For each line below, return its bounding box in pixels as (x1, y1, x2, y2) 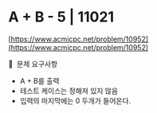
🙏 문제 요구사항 (8, 59, 58, 68)
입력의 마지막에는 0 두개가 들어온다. (19, 95, 131, 105)
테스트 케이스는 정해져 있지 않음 (19, 86, 118, 95)
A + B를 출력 (19, 76, 60, 85)
